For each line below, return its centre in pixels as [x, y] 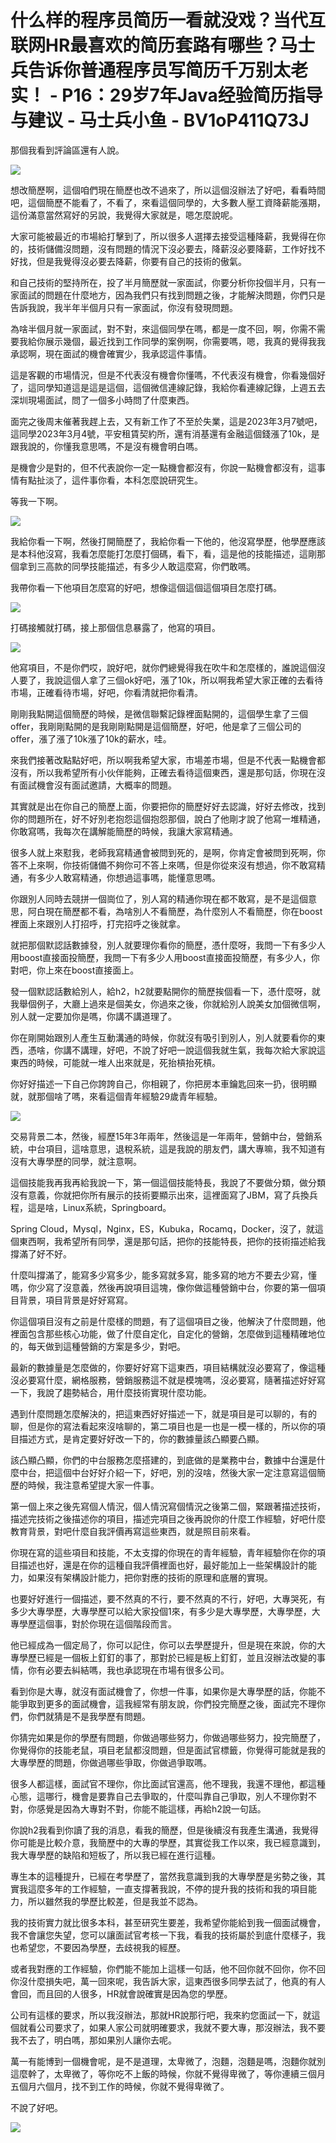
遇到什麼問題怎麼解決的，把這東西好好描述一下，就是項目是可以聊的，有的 [163, 1413]
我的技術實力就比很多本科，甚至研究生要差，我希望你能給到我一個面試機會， [168, 1922]
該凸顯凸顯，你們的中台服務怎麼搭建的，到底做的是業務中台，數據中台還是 [163, 1460]
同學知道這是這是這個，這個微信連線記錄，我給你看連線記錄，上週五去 [181, 387]
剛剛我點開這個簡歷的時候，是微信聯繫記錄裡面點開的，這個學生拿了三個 [159, 713]
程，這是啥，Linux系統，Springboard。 [91, 1207]
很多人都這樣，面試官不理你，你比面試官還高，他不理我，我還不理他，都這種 [168, 1783]
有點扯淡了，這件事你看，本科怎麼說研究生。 [110, 480]
